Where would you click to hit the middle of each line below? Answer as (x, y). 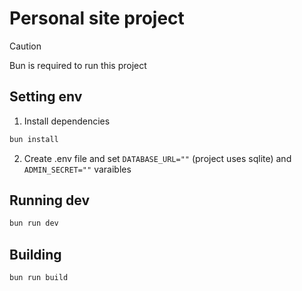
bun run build (39, 278)
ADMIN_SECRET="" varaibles (77, 169)
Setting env (46, 97)
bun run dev (34, 223)
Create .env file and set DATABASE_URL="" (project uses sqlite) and (157, 158)
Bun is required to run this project (78, 65)
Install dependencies (67, 121)
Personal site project (97, 18)
